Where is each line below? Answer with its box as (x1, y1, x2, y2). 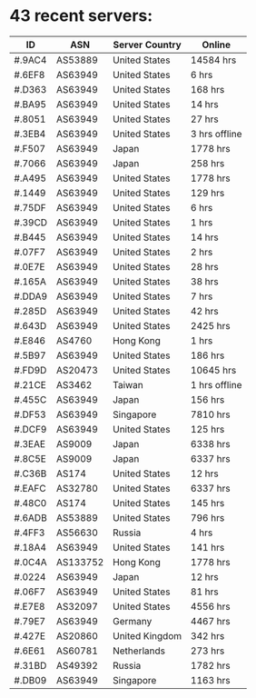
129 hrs (190, 186, 225, 199)
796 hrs (190, 511, 225, 523)
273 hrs (190, 644, 225, 657)
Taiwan (112, 378, 143, 391)
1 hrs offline (190, 378, 242, 391)
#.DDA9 (14, 290, 48, 303)
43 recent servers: (9, 5, 153, 26)
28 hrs (190, 260, 220, 273)
